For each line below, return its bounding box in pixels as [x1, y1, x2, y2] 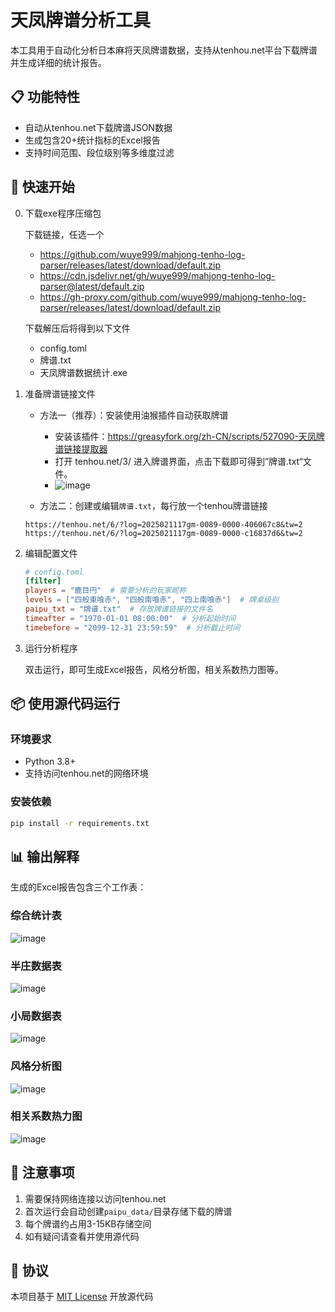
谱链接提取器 [54, 442, 108, 455]
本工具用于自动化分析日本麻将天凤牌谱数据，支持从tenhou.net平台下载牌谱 [10, 44, 318, 56]
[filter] [24, 576, 62, 586]
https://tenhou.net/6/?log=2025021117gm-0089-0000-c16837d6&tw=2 [24, 528, 303, 538]
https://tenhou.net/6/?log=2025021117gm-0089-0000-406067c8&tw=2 [24, 519, 303, 530]
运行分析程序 [24, 642, 78, 654]
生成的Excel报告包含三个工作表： [10, 881, 147, 893]
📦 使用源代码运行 [10, 696, 121, 713]
